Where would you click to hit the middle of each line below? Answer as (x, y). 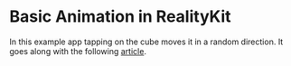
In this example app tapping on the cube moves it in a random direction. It (146, 42)
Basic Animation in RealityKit (121, 17)
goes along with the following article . (78, 51)
